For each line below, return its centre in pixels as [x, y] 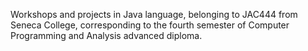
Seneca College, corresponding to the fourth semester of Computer [150, 25]
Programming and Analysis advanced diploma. [106, 35]
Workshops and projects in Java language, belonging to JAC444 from [154, 14]
